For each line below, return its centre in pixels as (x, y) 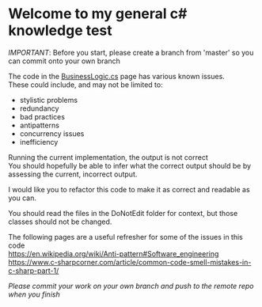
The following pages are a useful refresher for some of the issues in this (125, 237)
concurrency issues (52, 133)
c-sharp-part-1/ (34, 271)
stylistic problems (48, 100)
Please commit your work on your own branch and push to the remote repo (131, 286)
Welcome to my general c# (98, 14)
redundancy (39, 108)
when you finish (34, 294)
